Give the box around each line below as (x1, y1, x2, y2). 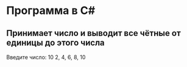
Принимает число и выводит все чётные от (6, 28, 181, 38)
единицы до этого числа (6, 37, 105, 48)
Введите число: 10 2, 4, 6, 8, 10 (6, 54, 86, 61)
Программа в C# (6, 4, 96, 18)
